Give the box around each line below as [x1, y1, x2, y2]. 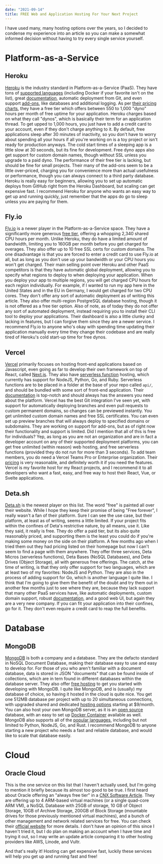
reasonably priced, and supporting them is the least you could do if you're [5, 533, 154, 539]
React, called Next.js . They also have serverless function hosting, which [5, 372, 149, 377]
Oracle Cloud [5, 769, 46, 777]
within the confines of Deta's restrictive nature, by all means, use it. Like [5, 523, 150, 528]
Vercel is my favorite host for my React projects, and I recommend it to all [5, 465, 152, 470]
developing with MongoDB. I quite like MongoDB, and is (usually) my [5, 686, 143, 692]
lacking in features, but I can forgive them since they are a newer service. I [5, 319, 155, 324]
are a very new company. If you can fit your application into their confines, [5, 600, 154, 606]
